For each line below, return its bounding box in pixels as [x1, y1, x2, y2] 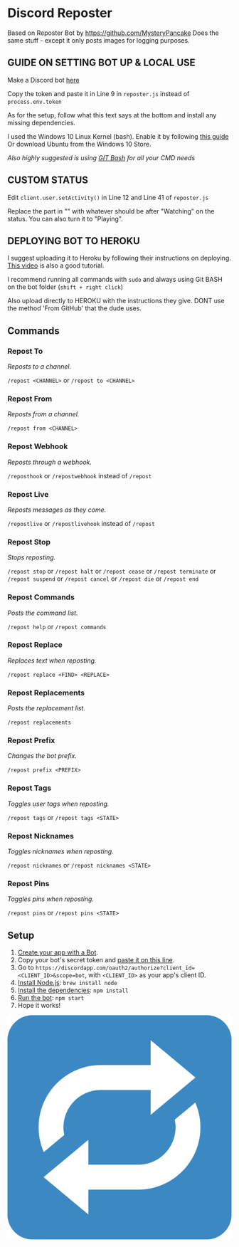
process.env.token [7, 98, 62, 105]
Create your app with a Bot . [17, 948, 98, 957]
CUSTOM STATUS [7, 174, 89, 186]
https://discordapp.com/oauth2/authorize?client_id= [35, 964, 196, 972]
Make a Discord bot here [7, 75, 80, 84]
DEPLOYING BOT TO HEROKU [7, 235, 140, 247]
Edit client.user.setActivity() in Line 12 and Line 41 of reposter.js [7, 193, 209, 201]
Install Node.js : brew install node [17, 979, 117, 987]
